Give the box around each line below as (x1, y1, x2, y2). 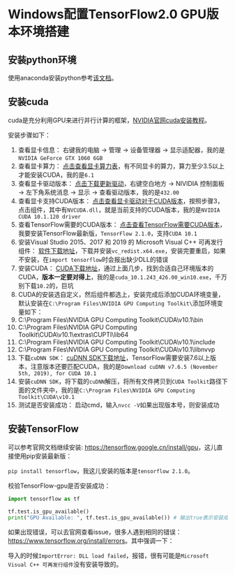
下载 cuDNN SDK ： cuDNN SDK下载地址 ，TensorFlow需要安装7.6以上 (17, 354, 211, 362)
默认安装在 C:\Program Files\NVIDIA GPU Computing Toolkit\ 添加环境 (17, 298, 218, 307)
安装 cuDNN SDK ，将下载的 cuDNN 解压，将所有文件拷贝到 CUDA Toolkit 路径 (17, 377, 222, 385)
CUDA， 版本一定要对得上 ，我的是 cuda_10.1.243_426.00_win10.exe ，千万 (17, 272, 227, 281)
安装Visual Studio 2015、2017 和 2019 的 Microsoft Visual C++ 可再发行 (17, 238, 223, 246)
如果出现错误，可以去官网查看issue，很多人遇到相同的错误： (8, 528, 182, 537)
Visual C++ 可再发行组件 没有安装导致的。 (8, 560, 123, 569)
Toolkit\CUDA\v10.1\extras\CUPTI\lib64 (17, 330, 129, 339)
